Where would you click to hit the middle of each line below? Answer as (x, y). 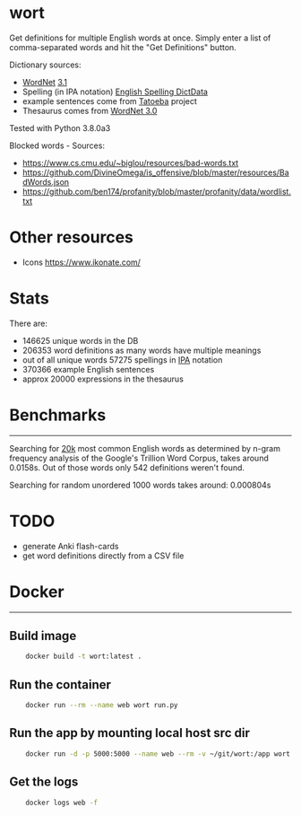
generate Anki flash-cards (70, 546)
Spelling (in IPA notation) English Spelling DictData (115, 92)
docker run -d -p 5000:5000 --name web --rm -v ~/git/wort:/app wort (158, 754)
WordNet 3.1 (44, 82)
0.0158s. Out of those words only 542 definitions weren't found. (127, 467)
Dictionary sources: (45, 65)
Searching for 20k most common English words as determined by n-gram (145, 448)
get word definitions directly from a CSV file (103, 556)
